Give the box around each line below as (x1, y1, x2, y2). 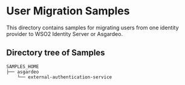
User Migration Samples (6, 4, 130, 18)
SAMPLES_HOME (6, 63, 39, 69)
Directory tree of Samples (6, 48, 105, 58)
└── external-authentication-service (17, 74, 112, 80)
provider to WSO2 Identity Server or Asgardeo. (6, 30, 123, 37)
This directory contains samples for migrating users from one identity (6, 24, 180, 31)
